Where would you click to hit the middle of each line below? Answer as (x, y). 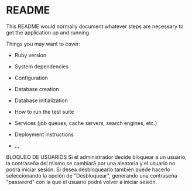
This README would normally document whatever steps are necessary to (95, 26)
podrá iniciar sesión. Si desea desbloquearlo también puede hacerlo (88, 169)
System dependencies (42, 66)
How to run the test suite (44, 112)
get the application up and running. (48, 32)
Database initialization (41, 100)
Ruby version (30, 55)
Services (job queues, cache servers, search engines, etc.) (86, 123)
